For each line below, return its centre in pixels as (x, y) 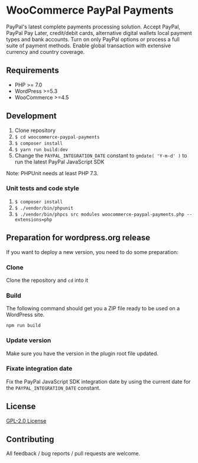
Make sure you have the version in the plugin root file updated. (82, 353)
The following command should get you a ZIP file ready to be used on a (93, 308)
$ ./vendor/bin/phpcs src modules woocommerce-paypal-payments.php (99, 214)
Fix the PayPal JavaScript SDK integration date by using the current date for (98, 381)
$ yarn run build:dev (41, 149)
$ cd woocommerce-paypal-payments (57, 137)
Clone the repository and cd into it (47, 280)
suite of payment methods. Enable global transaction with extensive (89, 46)
